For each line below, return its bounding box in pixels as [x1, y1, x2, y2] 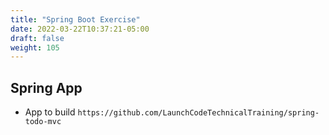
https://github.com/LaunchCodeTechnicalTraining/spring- [77, 108, 320, 118]
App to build [24, 106, 76, 118]
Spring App [10, 79, 83, 96]
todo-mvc [24, 117, 62, 127]
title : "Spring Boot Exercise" [10, 14, 141, 25]
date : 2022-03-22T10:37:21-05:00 [10, 24, 150, 34]
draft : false [10, 33, 65, 43]
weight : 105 [10, 42, 60, 53]
